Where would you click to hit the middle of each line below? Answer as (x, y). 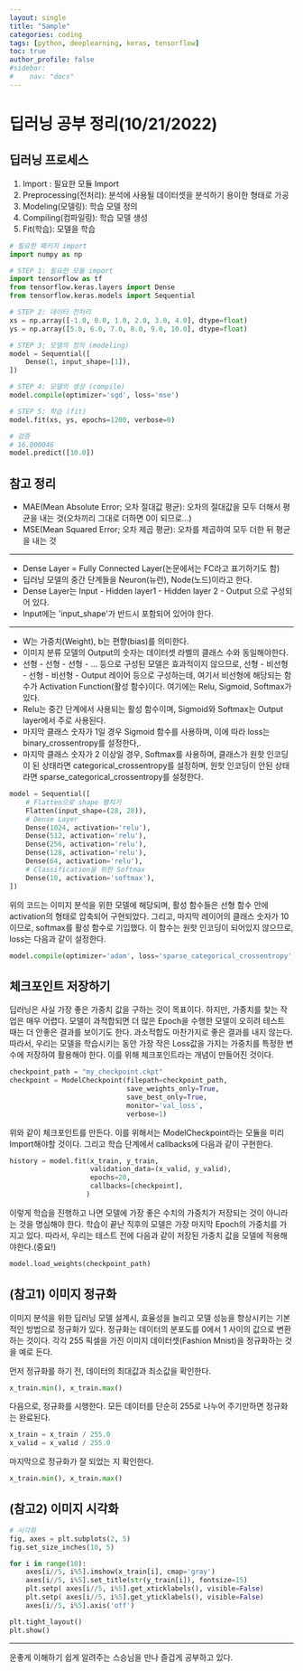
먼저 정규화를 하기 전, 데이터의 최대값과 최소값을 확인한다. (110, 1371)
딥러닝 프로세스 (49, 160)
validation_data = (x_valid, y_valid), (161, 1169)
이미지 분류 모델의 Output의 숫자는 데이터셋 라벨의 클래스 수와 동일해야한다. (155, 652)
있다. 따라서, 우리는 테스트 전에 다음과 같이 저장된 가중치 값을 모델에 (145, 1235)
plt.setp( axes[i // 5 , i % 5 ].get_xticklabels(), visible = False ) (145, 1589)
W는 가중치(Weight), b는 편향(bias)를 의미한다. (106, 642)
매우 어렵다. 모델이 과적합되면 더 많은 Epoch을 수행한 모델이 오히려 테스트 (156, 1021)
